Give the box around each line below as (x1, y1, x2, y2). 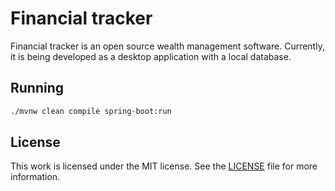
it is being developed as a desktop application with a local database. (10, 50, 292, 62)
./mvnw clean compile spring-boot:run (10, 106, 172, 116)
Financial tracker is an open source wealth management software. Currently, (10, 40, 325, 52)
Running (10, 80, 65, 97)
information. (10, 171, 61, 183)
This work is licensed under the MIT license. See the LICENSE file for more (10, 160, 318, 172)
